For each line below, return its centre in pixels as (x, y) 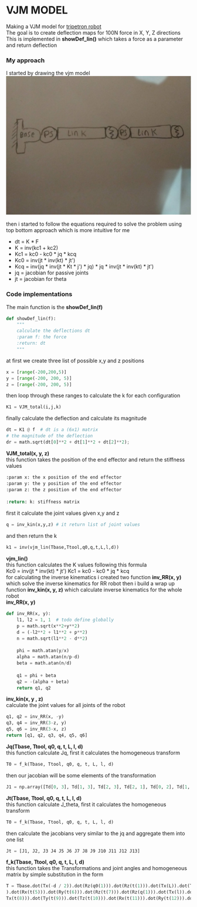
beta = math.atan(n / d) (44, 663)
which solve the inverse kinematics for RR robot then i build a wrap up (90, 583)
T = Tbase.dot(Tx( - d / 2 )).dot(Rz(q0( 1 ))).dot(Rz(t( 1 (73, 886)
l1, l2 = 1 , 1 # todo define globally (65, 620)
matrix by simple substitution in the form (55, 875)
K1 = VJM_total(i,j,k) (34, 407)
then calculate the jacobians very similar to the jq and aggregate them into (96, 833)
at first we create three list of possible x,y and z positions (75, 361)
